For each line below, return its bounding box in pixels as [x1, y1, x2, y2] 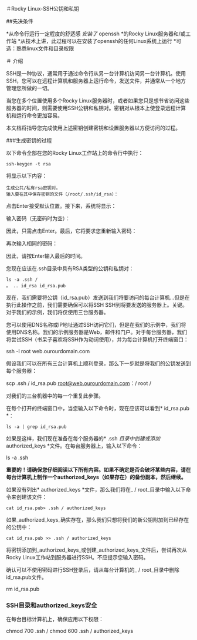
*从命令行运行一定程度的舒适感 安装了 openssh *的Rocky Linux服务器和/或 [6, 30, 186, 37]
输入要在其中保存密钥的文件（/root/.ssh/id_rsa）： [6, 191, 118, 197]
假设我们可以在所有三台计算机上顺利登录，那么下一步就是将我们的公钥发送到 [6, 360, 191, 367]
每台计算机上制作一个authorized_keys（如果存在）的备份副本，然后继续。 [6, 473, 186, 480]
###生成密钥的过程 [6, 137, 52, 144]
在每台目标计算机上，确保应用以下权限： [6, 616, 104, 623]
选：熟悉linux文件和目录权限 [6, 45, 74, 52]
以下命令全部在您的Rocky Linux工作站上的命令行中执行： [6, 150, 144, 156]
